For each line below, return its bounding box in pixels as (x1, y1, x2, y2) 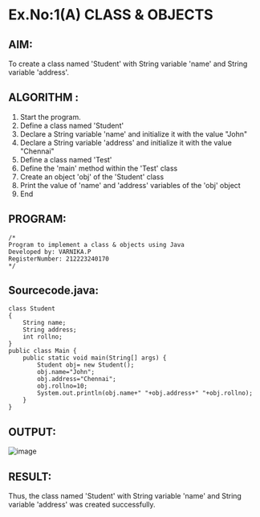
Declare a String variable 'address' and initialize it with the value (19, 137, 233, 147)
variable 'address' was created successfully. (8, 500, 156, 510)
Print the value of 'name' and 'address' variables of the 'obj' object (19, 180, 241, 190)
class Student (8, 305, 56, 313)
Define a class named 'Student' (19, 121, 124, 130)
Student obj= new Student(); (37, 361, 135, 369)
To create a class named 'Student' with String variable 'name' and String (8, 59, 248, 68)
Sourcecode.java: (8, 284, 99, 297)
